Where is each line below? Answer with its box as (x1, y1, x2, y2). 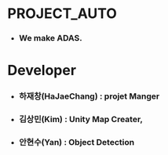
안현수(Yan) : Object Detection (18, 137, 135, 148)
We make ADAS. (18, 33, 83, 44)
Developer (7, 62, 76, 79)
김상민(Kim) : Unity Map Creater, (18, 114, 143, 125)
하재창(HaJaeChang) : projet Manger (18, 91, 160, 102)
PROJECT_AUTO (7, 5, 117, 23)
